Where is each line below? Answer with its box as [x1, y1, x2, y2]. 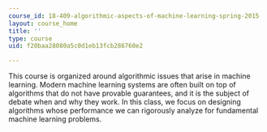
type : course [8, 34, 53, 43]
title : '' [8, 27, 42, 35]
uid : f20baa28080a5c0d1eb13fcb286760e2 [8, 42, 144, 50]
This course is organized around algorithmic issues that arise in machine [8, 71, 251, 81]
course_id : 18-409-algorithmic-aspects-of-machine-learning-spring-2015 [8, 11, 260, 20]
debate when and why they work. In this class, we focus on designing [8, 97, 242, 107]
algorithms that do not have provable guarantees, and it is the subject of [8, 88, 250, 98]
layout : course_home [8, 19, 79, 28]
